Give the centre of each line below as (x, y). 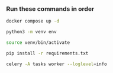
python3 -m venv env (32, 32)
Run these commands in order (50, 9)
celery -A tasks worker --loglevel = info (57, 64)
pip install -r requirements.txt (47, 53)
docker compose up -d (33, 21)
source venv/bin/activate (38, 43)
